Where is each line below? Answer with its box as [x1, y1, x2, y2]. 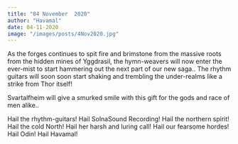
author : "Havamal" [7, 17, 62, 24]
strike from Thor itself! [7, 79, 72, 89]
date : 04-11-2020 [7, 23, 59, 31]
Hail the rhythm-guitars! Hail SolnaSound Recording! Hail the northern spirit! [7, 115, 229, 123]
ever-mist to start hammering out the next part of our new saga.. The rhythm [7, 65, 232, 73]
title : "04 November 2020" [7, 10, 91, 18]
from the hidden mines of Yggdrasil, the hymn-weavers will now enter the [7, 57, 222, 66]
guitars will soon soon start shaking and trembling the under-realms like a [7, 72, 222, 81]
